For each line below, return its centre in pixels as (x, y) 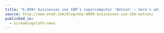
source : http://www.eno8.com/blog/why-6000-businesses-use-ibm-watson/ (79, 14)
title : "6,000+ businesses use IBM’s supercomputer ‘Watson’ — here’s (78, 9)
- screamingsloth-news (32, 23)
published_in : (20, 18)
